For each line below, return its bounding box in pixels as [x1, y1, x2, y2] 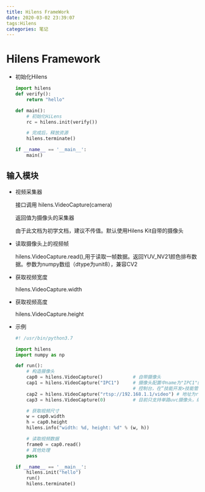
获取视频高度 [15, 298, 48, 305]
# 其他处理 [26, 447, 51, 453]
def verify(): [15, 91, 51, 98]
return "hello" [26, 96, 65, 102]
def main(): [15, 107, 46, 113]
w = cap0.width [26, 413, 65, 419]
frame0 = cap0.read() [26, 441, 81, 447]
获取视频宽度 [15, 273, 48, 280]
